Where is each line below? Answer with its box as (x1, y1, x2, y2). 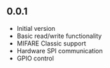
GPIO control (16, 54, 54, 62)
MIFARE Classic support (16, 39, 87, 48)
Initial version (16, 24, 55, 32)
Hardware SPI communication (16, 46, 103, 55)
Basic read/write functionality (16, 32, 102, 40)
